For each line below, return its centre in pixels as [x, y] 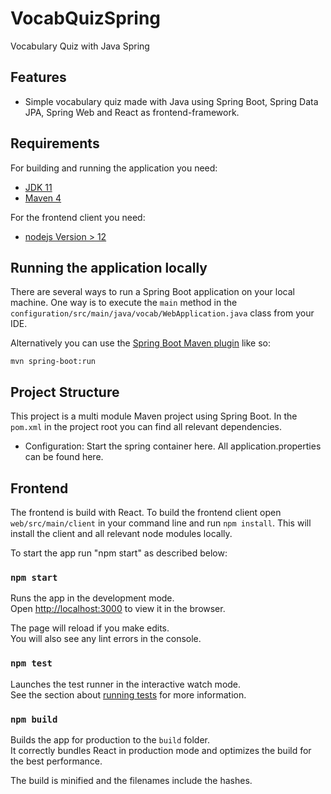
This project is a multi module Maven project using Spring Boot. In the [154, 416]
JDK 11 [38, 187]
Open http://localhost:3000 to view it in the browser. [118, 609]
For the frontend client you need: [78, 217]
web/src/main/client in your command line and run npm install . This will [161, 523]
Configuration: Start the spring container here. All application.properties [173, 446]
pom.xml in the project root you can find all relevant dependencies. [146, 427]
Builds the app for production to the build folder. [110, 739]
